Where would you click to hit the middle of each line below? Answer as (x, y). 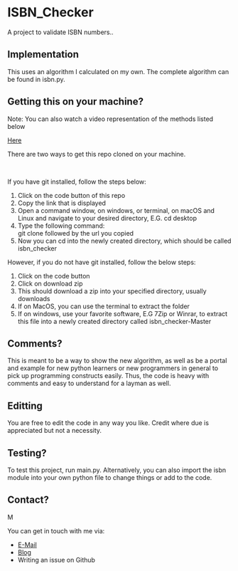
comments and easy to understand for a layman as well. (89, 383)
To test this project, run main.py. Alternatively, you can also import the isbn (117, 470)
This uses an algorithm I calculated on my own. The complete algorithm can (118, 71)
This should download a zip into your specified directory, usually (112, 291)
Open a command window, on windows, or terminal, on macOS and (116, 210)
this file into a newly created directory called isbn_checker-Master (114, 321)
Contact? (28, 500)
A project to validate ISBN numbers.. (60, 32)
